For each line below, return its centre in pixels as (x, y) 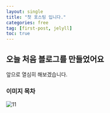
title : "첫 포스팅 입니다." (36, 17)
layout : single (25, 12)
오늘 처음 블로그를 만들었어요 (55, 59)
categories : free (27, 22)
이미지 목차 (21, 91)
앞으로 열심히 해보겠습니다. (37, 74)
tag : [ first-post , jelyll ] (39, 28)
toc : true (18, 34)
